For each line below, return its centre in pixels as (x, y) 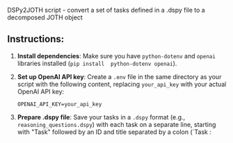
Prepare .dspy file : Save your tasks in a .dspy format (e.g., (101, 117)
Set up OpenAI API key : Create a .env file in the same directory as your (119, 76)
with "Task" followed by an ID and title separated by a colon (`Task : (114, 132)
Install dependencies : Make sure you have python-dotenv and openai (116, 56)
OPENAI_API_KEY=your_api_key (59, 104)
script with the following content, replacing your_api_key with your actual (122, 84)
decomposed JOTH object (45, 17)
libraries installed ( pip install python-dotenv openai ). (97, 63)
